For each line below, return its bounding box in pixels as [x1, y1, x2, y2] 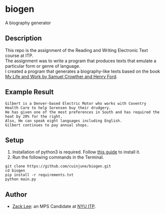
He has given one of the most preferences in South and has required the [5, 110, 160, 115]
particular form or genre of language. [5, 63, 80, 69]
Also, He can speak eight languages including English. [5, 118, 122, 123]
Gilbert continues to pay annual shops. [5, 123, 90, 128]
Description [5, 34, 42, 43]
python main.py [5, 177, 36, 182]
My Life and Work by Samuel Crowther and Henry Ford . [5, 73, 118, 80]
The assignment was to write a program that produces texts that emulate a [5, 58, 157, 64]
